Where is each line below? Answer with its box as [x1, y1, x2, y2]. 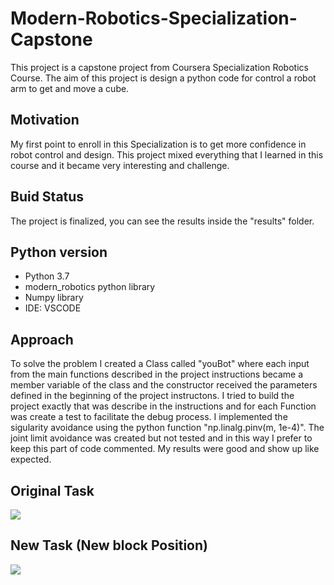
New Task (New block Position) [10, 537, 208, 554]
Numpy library [24, 292, 84, 304]
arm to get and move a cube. [10, 82, 130, 94]
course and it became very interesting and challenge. [10, 159, 230, 171]
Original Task [10, 482, 95, 499]
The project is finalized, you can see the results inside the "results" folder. [10, 215, 315, 227]
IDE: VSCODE [24, 302, 82, 314]
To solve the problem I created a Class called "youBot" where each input [10, 358, 310, 370]
